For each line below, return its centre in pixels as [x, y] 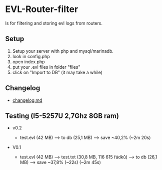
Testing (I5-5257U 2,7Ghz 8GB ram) [62, 116]
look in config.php [31, 56]
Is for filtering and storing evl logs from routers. [54, 23]
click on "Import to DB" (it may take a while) [57, 72]
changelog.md [27, 100]
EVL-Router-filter [42, 9]
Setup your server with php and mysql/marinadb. [63, 51]
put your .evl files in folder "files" [46, 67]
